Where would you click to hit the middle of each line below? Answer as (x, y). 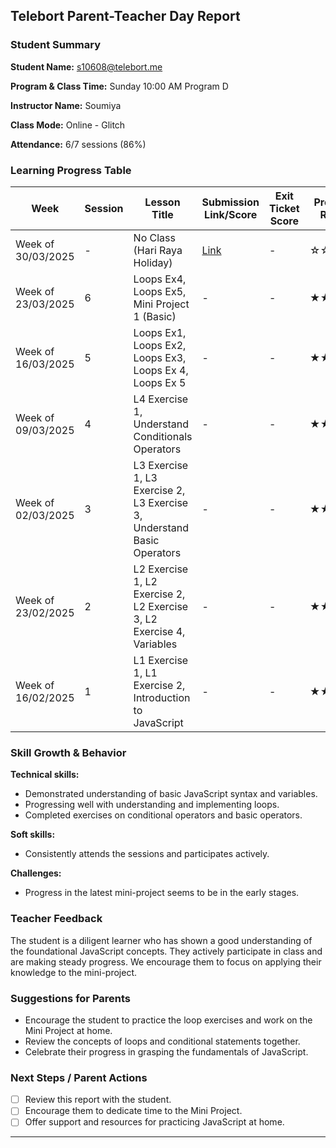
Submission (230, 202)
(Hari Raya (158, 250)
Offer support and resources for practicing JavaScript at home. (154, 1122)
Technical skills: (45, 775)
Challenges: (36, 873)
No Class (154, 237)
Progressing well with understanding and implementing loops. (152, 805)
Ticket (284, 208)
